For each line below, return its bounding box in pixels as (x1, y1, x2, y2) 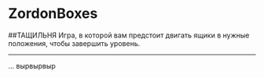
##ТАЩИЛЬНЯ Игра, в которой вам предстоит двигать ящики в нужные (8, 30, 250, 40)
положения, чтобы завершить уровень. (8, 38, 141, 48)
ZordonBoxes (8, 5, 98, 23)
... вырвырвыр (8, 61, 57, 70)
